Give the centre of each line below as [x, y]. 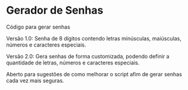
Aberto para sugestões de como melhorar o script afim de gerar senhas [94, 74]
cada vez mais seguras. [35, 80]
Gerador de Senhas [55, 10]
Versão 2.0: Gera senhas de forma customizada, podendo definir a [88, 56]
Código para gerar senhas [38, 27]
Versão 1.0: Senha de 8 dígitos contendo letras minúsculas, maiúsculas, [94, 38]
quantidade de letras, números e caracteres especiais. [73, 63]
